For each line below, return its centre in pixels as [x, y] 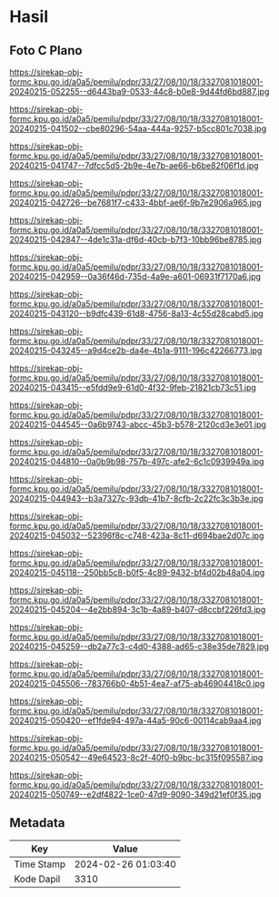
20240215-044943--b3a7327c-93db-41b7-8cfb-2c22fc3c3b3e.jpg [136, 499]
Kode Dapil [37, 879]
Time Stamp [40, 864]
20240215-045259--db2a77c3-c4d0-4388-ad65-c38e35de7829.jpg [139, 647]
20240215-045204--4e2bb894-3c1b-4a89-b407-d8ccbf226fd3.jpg [138, 609]
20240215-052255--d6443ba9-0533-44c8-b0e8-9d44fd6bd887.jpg [139, 92]
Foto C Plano [46, 51]
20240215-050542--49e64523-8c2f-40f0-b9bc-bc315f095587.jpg [136, 757]
